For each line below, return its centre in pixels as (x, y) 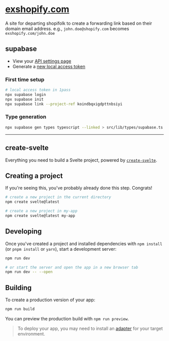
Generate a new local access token (49, 66)
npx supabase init (24, 99)
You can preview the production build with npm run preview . (67, 318)
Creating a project (34, 176)
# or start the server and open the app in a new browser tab (72, 267)
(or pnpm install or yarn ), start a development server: (61, 249)
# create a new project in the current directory (58, 197)
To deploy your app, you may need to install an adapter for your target (90, 328)
